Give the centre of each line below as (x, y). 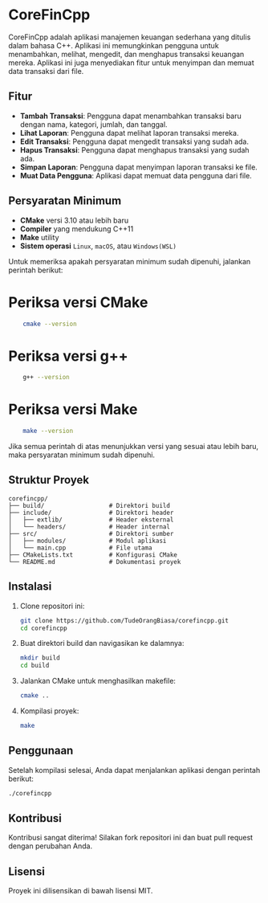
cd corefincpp (43, 628)
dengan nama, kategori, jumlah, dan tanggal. (93, 124)
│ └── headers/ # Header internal (89, 527)
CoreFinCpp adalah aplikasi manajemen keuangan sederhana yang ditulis (130, 37)
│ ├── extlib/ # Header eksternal (91, 520)
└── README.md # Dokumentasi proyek (95, 562)
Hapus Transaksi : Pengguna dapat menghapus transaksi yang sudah (135, 149)
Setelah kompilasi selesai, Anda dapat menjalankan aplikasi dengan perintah (134, 770)
